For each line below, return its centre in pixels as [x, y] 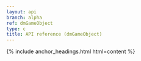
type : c [16, 29]
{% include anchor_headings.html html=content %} [71, 51]
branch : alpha [24, 18]
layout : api [21, 12]
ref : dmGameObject [30, 23]
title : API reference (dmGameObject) [54, 34]
